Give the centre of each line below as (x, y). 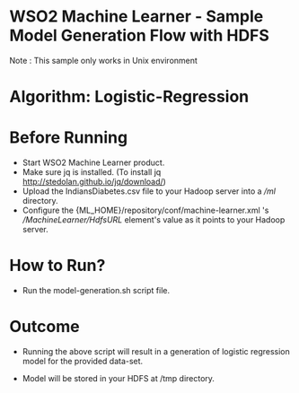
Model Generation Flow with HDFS (139, 35)
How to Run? (57, 266)
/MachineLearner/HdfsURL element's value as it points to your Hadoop (154, 220)
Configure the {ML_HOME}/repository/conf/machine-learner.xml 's (145, 210)
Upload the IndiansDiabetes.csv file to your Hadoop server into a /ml (149, 191)
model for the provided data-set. (83, 361)
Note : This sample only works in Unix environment (103, 60)
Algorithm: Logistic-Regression (129, 97)
